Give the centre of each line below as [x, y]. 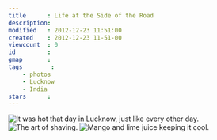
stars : [30, 96]
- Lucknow [39, 81]
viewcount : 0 [33, 45]
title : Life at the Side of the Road [81, 15]
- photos [37, 74]
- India [35, 89]
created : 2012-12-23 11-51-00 [65, 38]
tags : [32, 67]
